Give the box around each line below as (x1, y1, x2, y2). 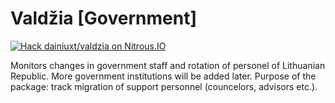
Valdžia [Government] (10, 7, 197, 30)
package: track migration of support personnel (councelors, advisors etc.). (10, 80, 318, 92)
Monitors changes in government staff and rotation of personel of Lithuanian (10, 59, 326, 71)
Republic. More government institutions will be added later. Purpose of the (10, 70, 317, 82)
